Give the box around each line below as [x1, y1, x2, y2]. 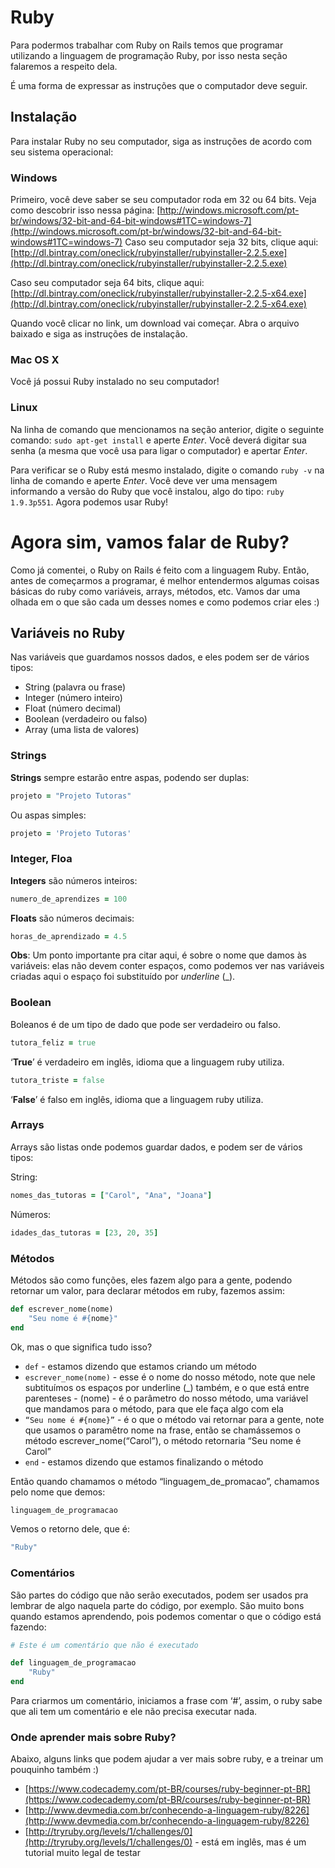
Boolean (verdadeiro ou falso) [24, 713, 148, 725]
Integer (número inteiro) [24, 692, 123, 704]
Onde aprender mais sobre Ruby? [10, 1730, 177, 1744]
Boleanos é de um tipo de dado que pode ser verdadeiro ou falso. [10, 1018, 281, 1030]
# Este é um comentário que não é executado [10, 1640, 199, 1650]
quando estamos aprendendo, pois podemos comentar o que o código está [10, 1610, 322, 1622]
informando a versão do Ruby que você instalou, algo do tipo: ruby [10, 485, 285, 497]
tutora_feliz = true [10, 1037, 97, 1048]
